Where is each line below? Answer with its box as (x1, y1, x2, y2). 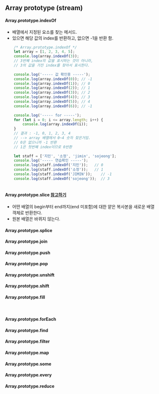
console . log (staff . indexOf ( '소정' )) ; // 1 (14, 167, 104, 172)
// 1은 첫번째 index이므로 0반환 (14, 144, 72, 149)
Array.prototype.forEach (5, 316, 56, 322)
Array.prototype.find (5, 327, 49, 333)
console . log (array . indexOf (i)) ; (22, 122, 88, 127)
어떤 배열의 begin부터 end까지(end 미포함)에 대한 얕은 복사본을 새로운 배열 (12, 203, 155, 209)
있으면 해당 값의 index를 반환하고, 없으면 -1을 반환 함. (12, 35, 113, 41)
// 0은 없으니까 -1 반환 (14, 140, 57, 145)
